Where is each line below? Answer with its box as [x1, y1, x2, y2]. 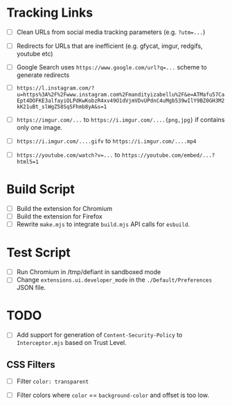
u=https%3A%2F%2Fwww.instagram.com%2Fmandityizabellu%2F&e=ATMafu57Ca [16, 91, 225, 98]
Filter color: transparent [16, 377, 89, 386]
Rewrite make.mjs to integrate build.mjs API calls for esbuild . [16, 220, 190, 228]
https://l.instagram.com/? [16, 85, 95, 92]
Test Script [6, 245, 71, 261]
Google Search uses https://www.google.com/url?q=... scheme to [16, 63, 207, 71]
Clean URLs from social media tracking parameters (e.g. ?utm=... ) [16, 28, 206, 36]
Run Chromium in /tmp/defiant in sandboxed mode [16, 268, 161, 276]
